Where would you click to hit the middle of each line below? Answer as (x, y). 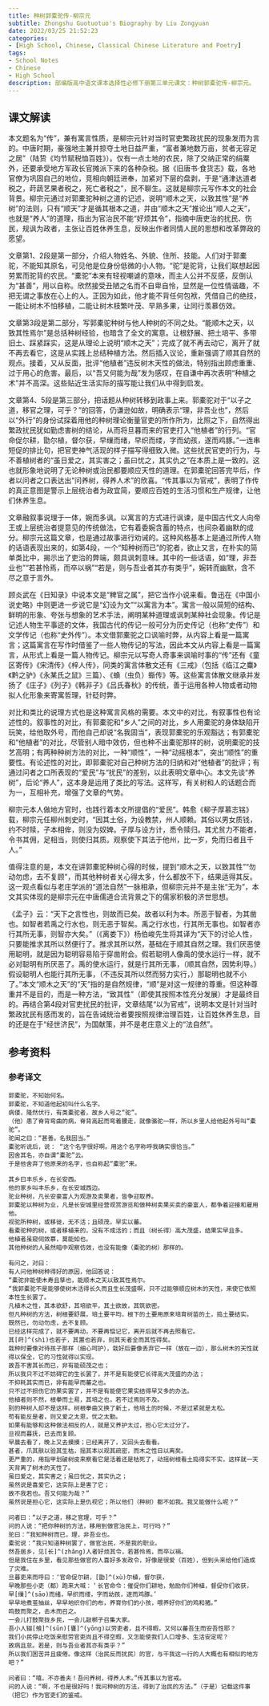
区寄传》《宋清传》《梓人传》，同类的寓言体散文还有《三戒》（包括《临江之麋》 (133, 665)
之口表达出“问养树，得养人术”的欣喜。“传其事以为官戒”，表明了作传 (147, 480)
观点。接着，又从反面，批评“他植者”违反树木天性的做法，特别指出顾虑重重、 (134, 363)
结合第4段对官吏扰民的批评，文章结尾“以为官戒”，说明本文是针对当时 (143, 1004)
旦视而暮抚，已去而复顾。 (44, 1434)
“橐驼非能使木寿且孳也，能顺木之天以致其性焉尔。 (79, 1281)
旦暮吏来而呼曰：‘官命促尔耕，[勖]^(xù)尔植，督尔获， (88, 1578)
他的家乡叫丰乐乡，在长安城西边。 (56, 1188)
